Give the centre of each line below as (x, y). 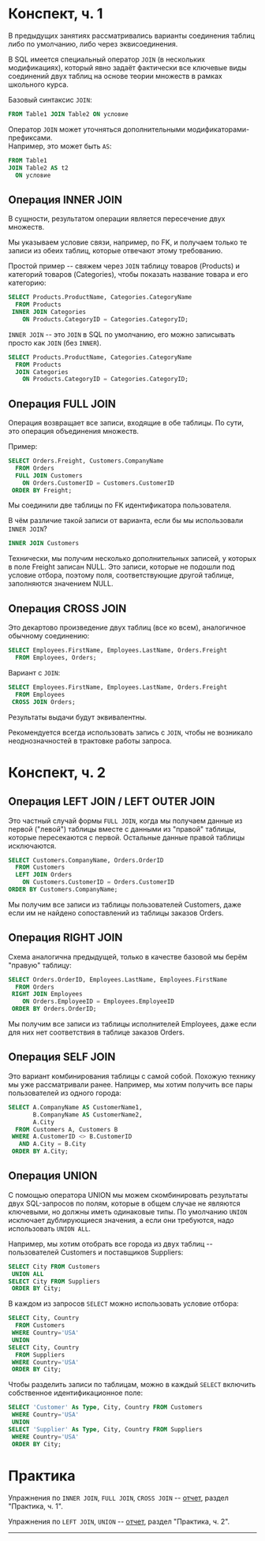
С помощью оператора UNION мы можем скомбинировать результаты (128, 1195)
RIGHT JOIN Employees (47, 994)
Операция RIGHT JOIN (65, 938)
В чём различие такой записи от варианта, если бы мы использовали (126, 521)
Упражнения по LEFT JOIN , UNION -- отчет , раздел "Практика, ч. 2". (119, 1521)
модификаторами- (218, 129)
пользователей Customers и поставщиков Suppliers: (96, 1252)
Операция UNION (53, 1176)
